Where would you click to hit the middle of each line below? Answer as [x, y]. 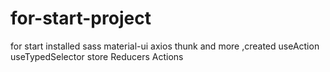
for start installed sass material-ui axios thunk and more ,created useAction [165, 46]
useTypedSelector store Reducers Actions [97, 56]
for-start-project [81, 18]
